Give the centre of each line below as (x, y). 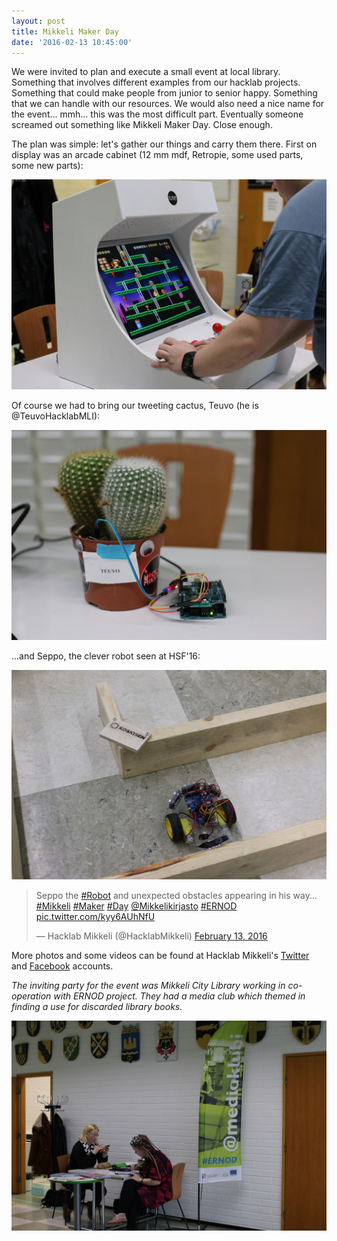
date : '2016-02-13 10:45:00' (72, 42)
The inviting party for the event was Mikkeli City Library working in (148, 986)
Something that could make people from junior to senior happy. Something (164, 93)
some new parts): (47, 166)
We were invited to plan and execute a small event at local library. (146, 72)
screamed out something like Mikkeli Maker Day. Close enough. (142, 125)
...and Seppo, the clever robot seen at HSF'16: (106, 656)
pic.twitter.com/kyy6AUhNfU (95, 917)
